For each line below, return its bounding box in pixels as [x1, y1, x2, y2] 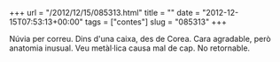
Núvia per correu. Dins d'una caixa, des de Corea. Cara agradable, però [9, 34, 272, 44]
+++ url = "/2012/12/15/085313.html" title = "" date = [9, 8, 201, 17]
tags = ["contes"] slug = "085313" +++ [85, 17, 228, 27]
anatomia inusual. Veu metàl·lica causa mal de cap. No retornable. [9, 43, 251, 53]
